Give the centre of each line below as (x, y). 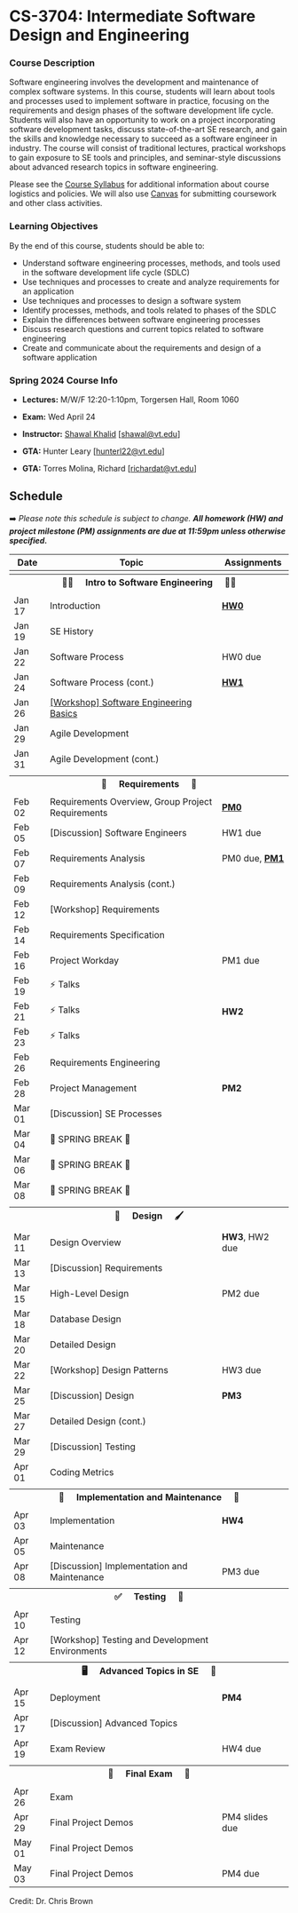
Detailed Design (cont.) (98, 1421)
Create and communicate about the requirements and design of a (141, 347)
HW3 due (241, 1369)
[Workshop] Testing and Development (129, 1639)
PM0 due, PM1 (253, 858)
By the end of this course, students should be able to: (107, 245)
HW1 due (241, 832)
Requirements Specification (108, 934)
